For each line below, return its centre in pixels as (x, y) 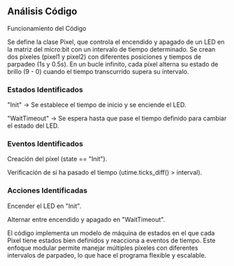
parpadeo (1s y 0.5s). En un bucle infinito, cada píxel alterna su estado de (113, 64)
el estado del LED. (33, 126)
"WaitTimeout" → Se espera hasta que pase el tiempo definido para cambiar (117, 119)
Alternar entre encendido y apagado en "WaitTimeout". (86, 219)
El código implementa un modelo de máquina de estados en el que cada (111, 232)
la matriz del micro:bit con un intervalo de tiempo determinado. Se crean (111, 49)
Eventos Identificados (45, 144)
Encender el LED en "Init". (44, 206)
